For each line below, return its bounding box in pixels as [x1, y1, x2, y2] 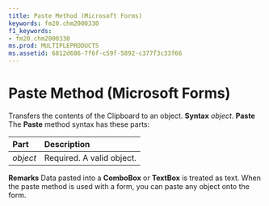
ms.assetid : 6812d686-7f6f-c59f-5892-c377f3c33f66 [8, 49, 183, 57]
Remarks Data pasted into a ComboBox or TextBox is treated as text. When [8, 173, 261, 183]
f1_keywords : [8, 27, 53, 35]
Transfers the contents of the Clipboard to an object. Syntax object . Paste [8, 111, 256, 120]
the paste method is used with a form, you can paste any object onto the [8, 181, 250, 191]
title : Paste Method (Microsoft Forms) [8, 11, 143, 20]
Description [44, 138, 90, 149]
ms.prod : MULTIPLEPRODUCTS [8, 42, 99, 50]
